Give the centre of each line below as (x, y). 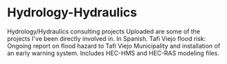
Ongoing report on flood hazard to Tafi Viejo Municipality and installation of (114, 46)
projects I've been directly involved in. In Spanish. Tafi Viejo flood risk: (107, 38)
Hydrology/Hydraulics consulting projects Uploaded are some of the (104, 31)
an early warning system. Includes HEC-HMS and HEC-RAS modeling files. (113, 53)
